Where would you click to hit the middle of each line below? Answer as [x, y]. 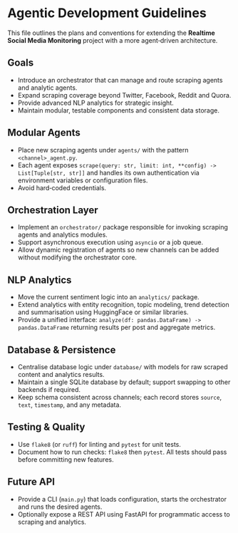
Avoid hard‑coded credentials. [62, 187]
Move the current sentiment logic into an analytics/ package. [108, 297]
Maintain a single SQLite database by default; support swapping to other [124, 382]
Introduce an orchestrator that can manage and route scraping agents [120, 80]
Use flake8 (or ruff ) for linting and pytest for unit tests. [99, 444]
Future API [31, 482]
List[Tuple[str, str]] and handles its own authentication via [108, 172]
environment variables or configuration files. [83, 180]
